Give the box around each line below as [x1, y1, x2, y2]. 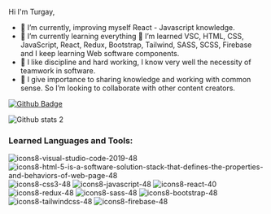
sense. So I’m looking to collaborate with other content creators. [20, 83, 236, 93]
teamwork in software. [20, 66, 96, 76]
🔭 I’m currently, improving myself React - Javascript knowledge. [20, 23, 236, 32]
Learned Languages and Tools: [8, 134, 133, 146]
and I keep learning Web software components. [20, 49, 180, 58]
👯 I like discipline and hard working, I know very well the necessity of [20, 57, 251, 67]
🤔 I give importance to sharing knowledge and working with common [20, 75, 251, 84]
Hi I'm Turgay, [8, 7, 55, 16]
